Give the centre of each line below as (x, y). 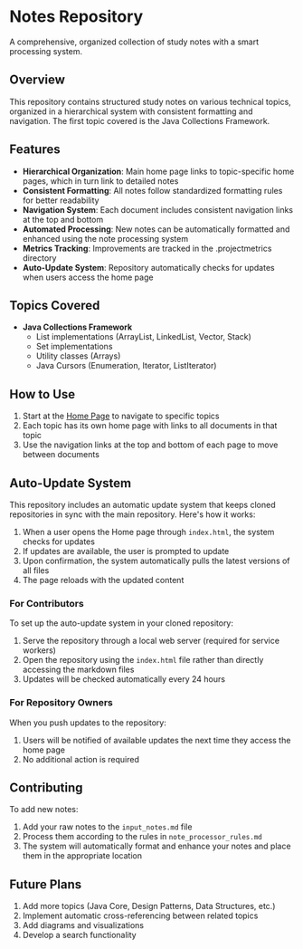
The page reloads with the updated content (103, 580)
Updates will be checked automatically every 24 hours (124, 679)
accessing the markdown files (78, 670)
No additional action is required (81, 759)
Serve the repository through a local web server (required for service (151, 641)
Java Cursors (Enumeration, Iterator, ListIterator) (126, 366)
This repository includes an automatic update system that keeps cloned (142, 505)
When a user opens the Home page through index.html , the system (148, 532)
